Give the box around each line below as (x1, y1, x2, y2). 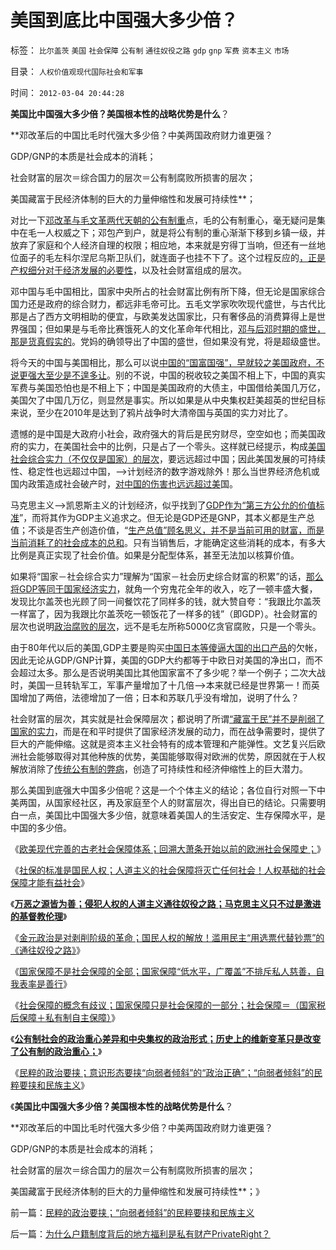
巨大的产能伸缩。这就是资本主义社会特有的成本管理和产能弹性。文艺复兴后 (10, 737, 317, 750)
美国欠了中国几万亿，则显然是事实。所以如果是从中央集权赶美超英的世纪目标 (10, 394, 326, 406)
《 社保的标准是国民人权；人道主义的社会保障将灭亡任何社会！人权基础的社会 (10, 864, 326, 876)
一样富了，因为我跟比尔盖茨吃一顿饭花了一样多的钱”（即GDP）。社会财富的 (10, 607, 318, 620)
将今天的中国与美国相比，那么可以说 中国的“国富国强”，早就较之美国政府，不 (10, 356, 325, 368)
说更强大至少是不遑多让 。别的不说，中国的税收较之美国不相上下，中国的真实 (10, 369, 326, 381)
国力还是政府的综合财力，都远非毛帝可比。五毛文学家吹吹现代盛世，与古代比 (10, 297, 326, 310)
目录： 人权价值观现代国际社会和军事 (10, 65, 144, 77)
